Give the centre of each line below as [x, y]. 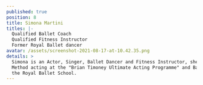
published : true [27, 12]
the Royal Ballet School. [44, 73]
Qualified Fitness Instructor [50, 40]
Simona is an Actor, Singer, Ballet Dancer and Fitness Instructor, [100, 62]
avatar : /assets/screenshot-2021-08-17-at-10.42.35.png [78, 51]
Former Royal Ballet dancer [47, 45]
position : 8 [21, 17]
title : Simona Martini [35, 23]
